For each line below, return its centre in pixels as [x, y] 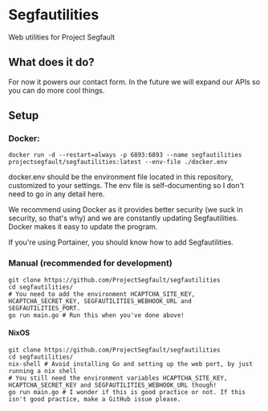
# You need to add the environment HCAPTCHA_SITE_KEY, [102, 294]
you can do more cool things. [57, 90]
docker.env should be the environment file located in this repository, [121, 177]
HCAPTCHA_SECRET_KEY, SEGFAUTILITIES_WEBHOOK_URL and [100, 301]
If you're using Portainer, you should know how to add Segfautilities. [121, 242]
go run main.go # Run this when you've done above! [96, 315]
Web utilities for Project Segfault [62, 37]
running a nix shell [43, 371]
